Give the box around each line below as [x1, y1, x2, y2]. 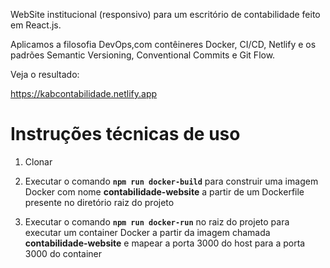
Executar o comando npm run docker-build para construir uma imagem [24, 175, 319, 187]
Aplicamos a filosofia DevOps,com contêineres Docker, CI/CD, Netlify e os [10, 39, 317, 50]
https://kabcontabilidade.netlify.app [10, 88, 158, 99]
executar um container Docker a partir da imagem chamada [24, 226, 271, 238]
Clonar [24, 155, 53, 168]
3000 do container [24, 247, 103, 259]
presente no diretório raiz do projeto [24, 196, 175, 208]
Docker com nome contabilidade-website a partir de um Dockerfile [24, 185, 305, 198]
